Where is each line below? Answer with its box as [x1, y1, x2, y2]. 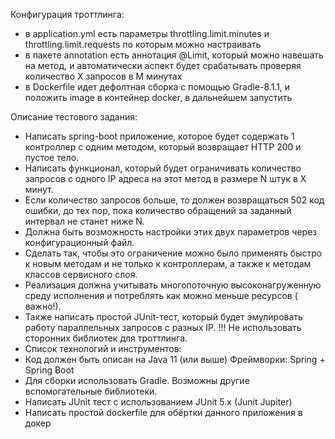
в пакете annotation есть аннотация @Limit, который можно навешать [24, 49, 324, 61]
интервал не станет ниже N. [24, 215, 145, 227]
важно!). [24, 300, 62, 312]
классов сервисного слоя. [24, 269, 138, 280]
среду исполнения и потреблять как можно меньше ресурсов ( [24, 290, 298, 301]
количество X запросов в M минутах [24, 70, 183, 82]
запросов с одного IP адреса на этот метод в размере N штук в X [24, 173, 307, 184]
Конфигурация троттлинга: [10, 9, 125, 20]
